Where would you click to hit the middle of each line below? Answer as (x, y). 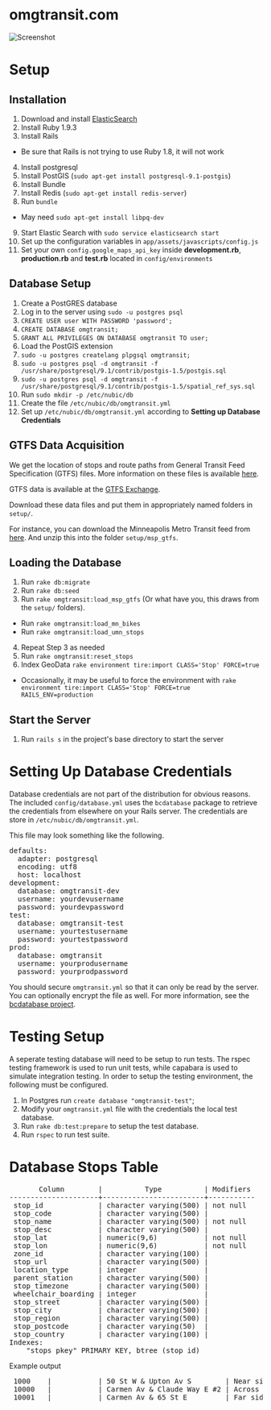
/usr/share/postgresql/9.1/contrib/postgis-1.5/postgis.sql (123, 371)
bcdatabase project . (42, 1004)
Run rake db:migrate (55, 582)
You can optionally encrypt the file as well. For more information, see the (129, 996)
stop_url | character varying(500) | (111, 1262)
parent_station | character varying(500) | (111, 1278)
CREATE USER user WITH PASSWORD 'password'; (96, 321)
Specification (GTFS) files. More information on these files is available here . (134, 473)
